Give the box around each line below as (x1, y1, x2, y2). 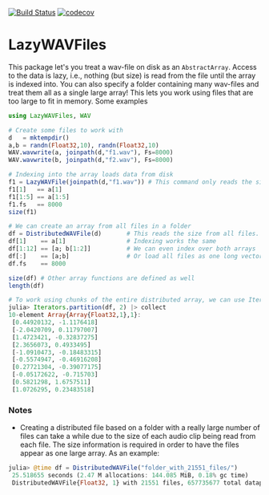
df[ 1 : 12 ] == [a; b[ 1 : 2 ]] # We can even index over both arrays (8, 245, 256, 253)
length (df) (8, 282, 45, 290)
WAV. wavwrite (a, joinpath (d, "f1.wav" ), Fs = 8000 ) (8, 148, 174, 156)
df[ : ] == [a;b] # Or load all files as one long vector (8, 252, 263, 260)
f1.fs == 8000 (8, 201, 62, 209)
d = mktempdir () (8, 133, 70, 142)
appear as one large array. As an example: (19, 448, 160, 458)
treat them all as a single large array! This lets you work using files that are (8, 87, 254, 97)
